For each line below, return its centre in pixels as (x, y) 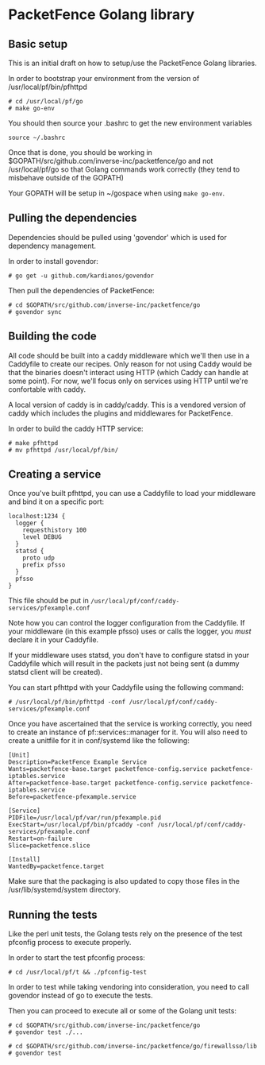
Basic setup (38, 44)
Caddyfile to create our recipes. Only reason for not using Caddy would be (130, 364)
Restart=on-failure (40, 839)
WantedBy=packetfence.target (56, 867)
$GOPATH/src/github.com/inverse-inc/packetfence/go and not (111, 161)
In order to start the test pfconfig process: (77, 958)
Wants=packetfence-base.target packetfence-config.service (108, 769)
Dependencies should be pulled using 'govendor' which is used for (118, 237)
